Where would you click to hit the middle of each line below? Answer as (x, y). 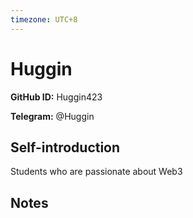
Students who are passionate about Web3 (96, 172)
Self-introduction (65, 147)
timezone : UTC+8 (44, 19)
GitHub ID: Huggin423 (56, 97)
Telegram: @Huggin (52, 116)
